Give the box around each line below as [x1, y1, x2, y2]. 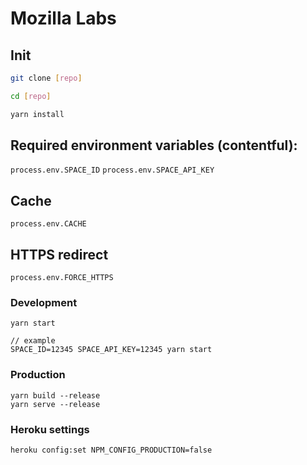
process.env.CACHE [10, 219, 87, 229]
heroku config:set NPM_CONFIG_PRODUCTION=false [10, 445, 213, 455]
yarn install [10, 109, 65, 119]
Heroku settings [10, 422, 90, 436]
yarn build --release [10, 390, 101, 401]
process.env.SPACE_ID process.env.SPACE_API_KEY [10, 165, 215, 176]
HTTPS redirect [10, 246, 109, 263]
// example [10, 336, 56, 346]
